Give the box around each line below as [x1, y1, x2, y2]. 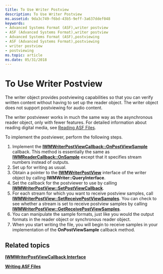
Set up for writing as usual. [12, 164, 67, 170]
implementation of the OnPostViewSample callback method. [12, 227, 136, 233]
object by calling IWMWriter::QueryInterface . [12, 175, 106, 181]
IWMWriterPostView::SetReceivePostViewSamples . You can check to [12, 196, 157, 202]
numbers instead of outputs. [12, 160, 70, 165]
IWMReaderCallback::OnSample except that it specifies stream [12, 154, 142, 160]
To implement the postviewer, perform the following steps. [5, 134, 123, 140]
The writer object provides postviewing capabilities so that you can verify [5, 94, 153, 100]
